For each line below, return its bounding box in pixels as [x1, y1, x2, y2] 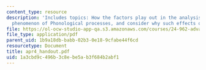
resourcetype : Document [6, 43, 67, 49]
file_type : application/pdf [6, 32, 78, 38]
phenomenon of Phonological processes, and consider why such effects [12, 20, 196, 26]
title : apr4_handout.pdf [6, 49, 70, 55]
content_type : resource [6, 9, 67, 15]
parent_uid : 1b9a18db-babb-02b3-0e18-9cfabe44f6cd [6, 37, 139, 43]
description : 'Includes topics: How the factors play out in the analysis [6, 15, 202, 21]
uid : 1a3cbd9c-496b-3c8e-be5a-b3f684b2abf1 [6, 54, 120, 60]
